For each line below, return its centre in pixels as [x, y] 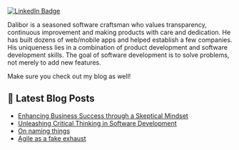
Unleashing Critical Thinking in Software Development [97, 123]
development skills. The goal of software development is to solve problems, [118, 55]
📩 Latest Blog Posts [51, 98]
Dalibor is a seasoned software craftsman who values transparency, [107, 25]
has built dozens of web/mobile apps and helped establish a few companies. [120, 40]
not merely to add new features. [54, 63]
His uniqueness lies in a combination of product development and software [118, 47]
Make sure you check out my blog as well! [69, 76]
